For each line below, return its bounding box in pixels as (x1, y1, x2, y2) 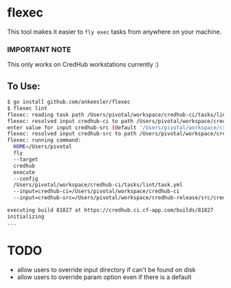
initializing (7, 213, 45, 220)
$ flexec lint (7, 104, 48, 111)
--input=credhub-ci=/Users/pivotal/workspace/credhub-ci (13, 188, 180, 195)
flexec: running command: (7, 137, 81, 144)
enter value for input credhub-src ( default (7, 124, 137, 131)
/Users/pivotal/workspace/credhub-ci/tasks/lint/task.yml (13, 181, 184, 188)
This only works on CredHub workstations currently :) (7, 60, 159, 69)
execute (13, 168, 36, 176)
